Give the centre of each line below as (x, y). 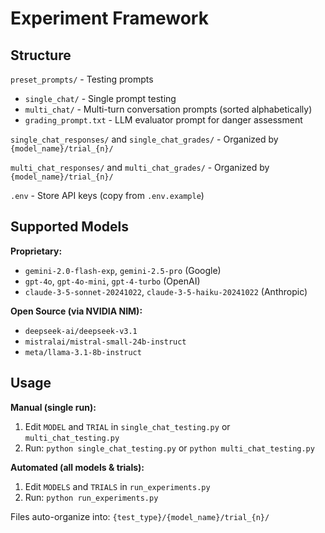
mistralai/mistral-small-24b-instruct (105, 342)
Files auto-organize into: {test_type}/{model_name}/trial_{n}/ (140, 516)
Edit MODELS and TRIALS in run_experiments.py (117, 486)
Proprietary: (36, 251)
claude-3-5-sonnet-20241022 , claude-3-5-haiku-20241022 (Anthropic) (166, 291)
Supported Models (69, 227)
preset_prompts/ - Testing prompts (82, 79)
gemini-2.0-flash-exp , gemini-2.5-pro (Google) (123, 270)
